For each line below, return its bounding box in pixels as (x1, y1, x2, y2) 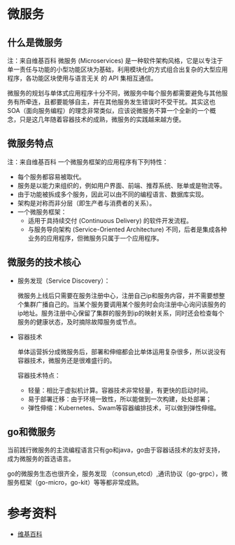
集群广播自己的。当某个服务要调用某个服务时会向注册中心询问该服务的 (23, 300, 226, 309)
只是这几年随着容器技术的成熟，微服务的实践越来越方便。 (19, 115, 185, 123)
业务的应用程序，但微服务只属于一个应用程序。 (27, 234, 163, 242)
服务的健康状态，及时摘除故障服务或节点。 (17, 317, 141, 326)
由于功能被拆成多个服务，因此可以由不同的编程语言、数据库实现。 (17, 190, 208, 199)
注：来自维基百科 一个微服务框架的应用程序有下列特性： (7, 157, 169, 166)
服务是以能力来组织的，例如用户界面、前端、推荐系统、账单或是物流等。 (17, 181, 226, 189)
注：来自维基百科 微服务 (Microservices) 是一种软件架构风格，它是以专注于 (7, 57, 224, 65)
